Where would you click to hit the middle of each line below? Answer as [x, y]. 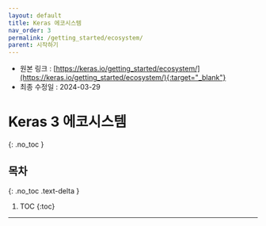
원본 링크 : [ [38, 69]
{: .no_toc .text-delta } [44, 190]
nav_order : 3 [30, 30]
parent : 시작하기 [34, 45]
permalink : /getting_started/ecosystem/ [76, 38]
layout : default [35, 15]
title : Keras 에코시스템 [45, 23]
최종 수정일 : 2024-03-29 [60, 87]
